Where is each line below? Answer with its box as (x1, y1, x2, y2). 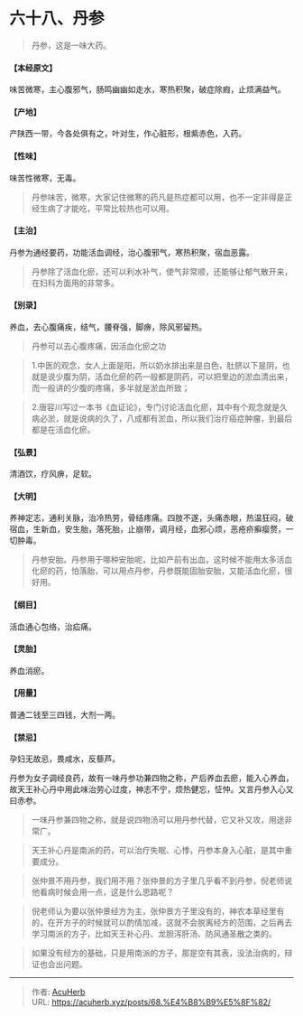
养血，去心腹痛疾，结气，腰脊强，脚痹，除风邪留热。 (9, 322, 207, 332)
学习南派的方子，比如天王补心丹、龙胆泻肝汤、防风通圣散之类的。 (31, 928, 277, 939)
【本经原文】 (9, 62, 57, 73)
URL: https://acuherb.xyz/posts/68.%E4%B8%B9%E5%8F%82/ (31, 997, 271, 1008)
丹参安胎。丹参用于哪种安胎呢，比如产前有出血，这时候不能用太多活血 (31, 555, 293, 565)
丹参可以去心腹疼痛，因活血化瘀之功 (31, 340, 167, 351)
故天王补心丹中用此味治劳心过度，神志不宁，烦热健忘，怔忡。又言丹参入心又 (9, 784, 294, 795)
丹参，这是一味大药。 (31, 40, 111, 51)
